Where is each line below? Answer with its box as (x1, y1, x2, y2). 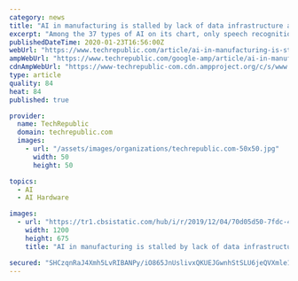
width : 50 (32, 152, 69, 161)
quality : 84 (9, 79, 53, 88)
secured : (9, 258, 42, 267)
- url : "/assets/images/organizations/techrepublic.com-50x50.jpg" (25, 144, 279, 153)
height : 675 (25, 234, 69, 243)
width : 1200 (25, 226, 69, 235)
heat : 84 (9, 87, 42, 96)
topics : (9, 176, 38, 186)
